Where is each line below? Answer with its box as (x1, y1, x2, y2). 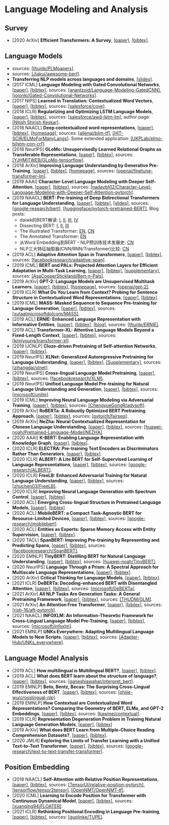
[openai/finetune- (116, 167, 153, 173)
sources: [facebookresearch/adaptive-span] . (12, 257, 106, 263)
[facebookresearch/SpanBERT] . (12, 548, 79, 554)
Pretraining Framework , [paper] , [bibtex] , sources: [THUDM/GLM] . (12, 596, 153, 602)
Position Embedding (5, 763, 70, 772)
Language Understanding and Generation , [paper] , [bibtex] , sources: (12, 386, 158, 392)
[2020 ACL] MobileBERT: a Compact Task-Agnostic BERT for (12, 510, 142, 516)
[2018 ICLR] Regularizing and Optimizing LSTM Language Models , (12, 108, 153, 115)
